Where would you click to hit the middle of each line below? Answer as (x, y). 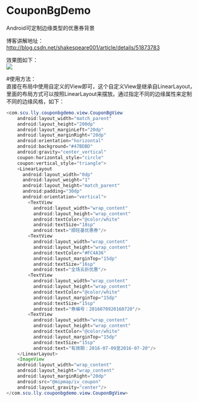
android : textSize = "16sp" (64, 264)
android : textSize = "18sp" (64, 225)
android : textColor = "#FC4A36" (70, 253)
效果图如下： (22, 60)
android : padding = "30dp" (52, 191)
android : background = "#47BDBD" (55, 146)
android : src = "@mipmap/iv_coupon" (59, 382)
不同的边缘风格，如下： (35, 101)
